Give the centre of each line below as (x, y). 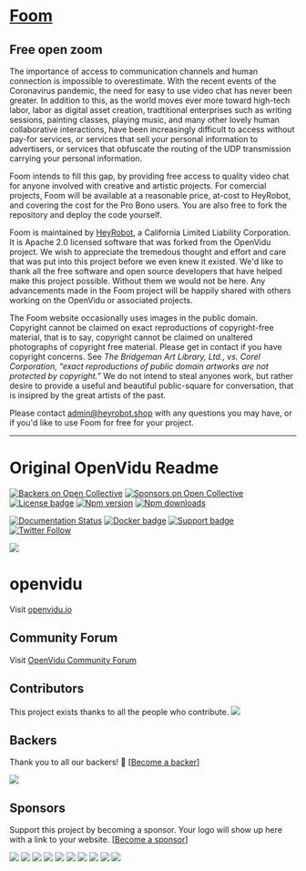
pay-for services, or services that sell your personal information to (133, 139)
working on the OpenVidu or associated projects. (101, 300)
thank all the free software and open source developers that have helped (146, 271)
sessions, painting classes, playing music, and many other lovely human (145, 120)
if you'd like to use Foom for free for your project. (102, 423)
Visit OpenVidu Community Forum (73, 660)
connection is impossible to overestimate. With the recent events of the (143, 81)
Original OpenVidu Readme (114, 468)
